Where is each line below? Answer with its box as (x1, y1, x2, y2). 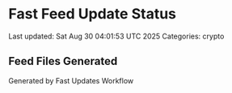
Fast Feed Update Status (8, 5, 176, 23)
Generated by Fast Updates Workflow (8, 75, 134, 85)
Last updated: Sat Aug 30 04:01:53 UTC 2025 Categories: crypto (8, 31, 225, 41)
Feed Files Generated (8, 55, 118, 68)
